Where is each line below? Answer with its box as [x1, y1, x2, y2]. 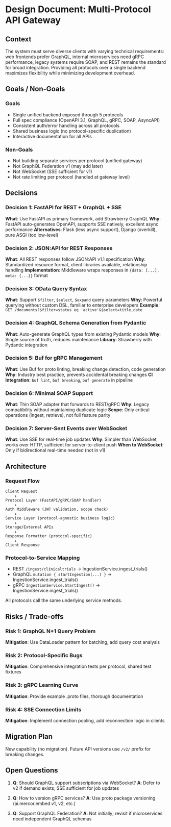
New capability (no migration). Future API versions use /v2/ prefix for [5, 746, 151, 752]
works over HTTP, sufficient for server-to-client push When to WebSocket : [5, 442, 164, 448]
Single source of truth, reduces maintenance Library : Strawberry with [5, 336, 152, 342]
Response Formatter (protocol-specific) [5, 534, 93, 539]
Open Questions [5, 766, 58, 775]
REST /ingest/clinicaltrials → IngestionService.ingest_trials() [12, 566, 148, 572]
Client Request [5, 489, 38, 494]
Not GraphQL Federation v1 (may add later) [12, 163, 104, 169]
